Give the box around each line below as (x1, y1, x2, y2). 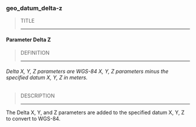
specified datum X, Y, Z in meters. (6, 74, 88, 81)
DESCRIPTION (20, 92, 55, 99)
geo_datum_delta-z (6, 4, 62, 12)
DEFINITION (20, 49, 50, 56)
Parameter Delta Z (6, 36, 51, 43)
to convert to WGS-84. (6, 115, 61, 122)
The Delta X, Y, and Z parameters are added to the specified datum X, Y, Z (6, 109, 185, 116)
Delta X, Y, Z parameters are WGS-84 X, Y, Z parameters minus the (6, 68, 169, 75)
